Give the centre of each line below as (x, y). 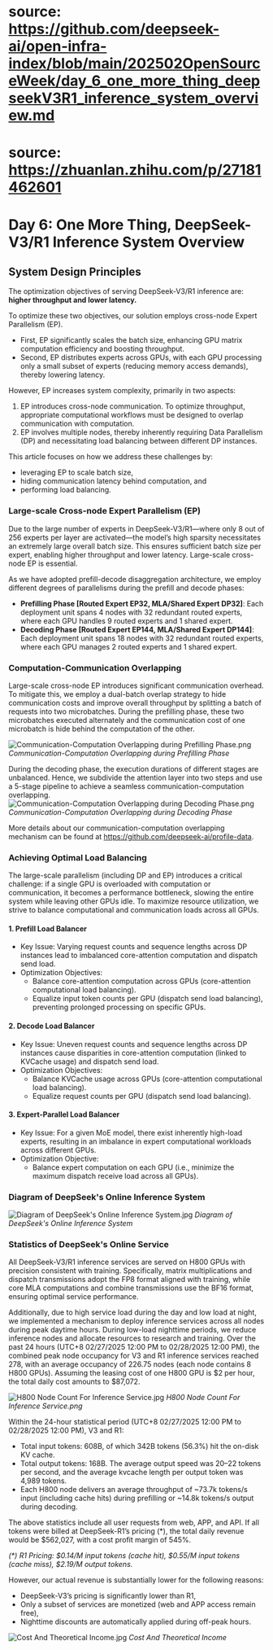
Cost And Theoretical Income (178, 1638)
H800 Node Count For (203, 1398)
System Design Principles (75, 271)
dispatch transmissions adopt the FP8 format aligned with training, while (129, 1280)
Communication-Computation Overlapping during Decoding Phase (121, 812)
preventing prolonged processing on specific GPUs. (119, 1007)
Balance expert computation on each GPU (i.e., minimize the (133, 1167)
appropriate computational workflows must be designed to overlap (132, 415)
